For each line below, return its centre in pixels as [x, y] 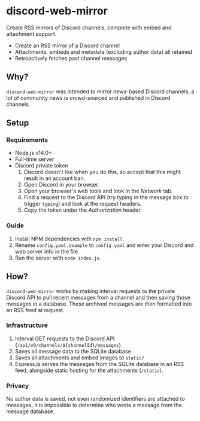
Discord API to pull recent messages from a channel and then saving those [98, 297]
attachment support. [31, 33]
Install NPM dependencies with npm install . [69, 239]
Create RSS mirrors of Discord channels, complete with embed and [89, 28]
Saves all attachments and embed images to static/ [80, 358]
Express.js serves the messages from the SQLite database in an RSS [99, 364]
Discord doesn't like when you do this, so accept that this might [102, 172]
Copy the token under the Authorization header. [83, 210]
